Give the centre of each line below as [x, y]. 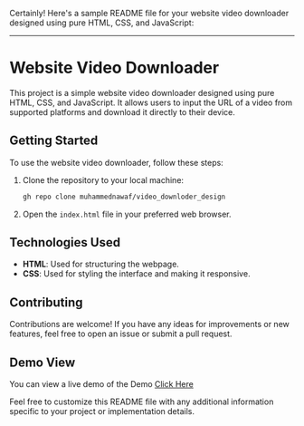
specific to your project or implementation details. [102, 411]
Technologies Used [65, 242]
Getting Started [54, 141]
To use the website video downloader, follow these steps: [116, 162]
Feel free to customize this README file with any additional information [142, 402]
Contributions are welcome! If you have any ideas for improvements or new [149, 324]
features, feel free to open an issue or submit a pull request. [121, 334]
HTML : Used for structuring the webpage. [100, 264]
